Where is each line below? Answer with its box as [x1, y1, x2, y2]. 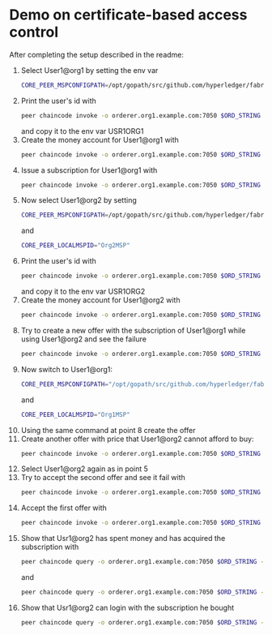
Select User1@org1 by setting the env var [20, 65, 159, 75]
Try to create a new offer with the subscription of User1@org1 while [20, 325, 246, 335]
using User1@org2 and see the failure [20, 334, 147, 344]
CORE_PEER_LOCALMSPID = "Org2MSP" [20, 242, 130, 250]
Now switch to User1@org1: [20, 364, 113, 374]
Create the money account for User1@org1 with [20, 135, 179, 144]
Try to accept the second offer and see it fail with [20, 473, 185, 483]
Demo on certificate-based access [9, 6, 248, 24]
